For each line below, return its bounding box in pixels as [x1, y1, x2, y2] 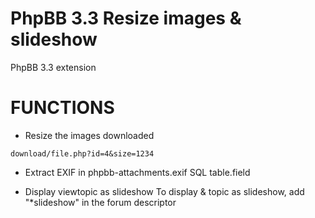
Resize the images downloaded [24, 129, 155, 141]
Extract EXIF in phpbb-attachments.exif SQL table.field [24, 166, 251, 178]
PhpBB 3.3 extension [10, 61, 97, 73]
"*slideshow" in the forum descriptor [24, 196, 177, 208]
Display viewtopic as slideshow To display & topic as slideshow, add [24, 185, 305, 197]
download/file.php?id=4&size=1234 [10, 148, 155, 159]
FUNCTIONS [10, 97, 115, 119]
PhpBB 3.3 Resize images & [10, 7, 242, 30]
